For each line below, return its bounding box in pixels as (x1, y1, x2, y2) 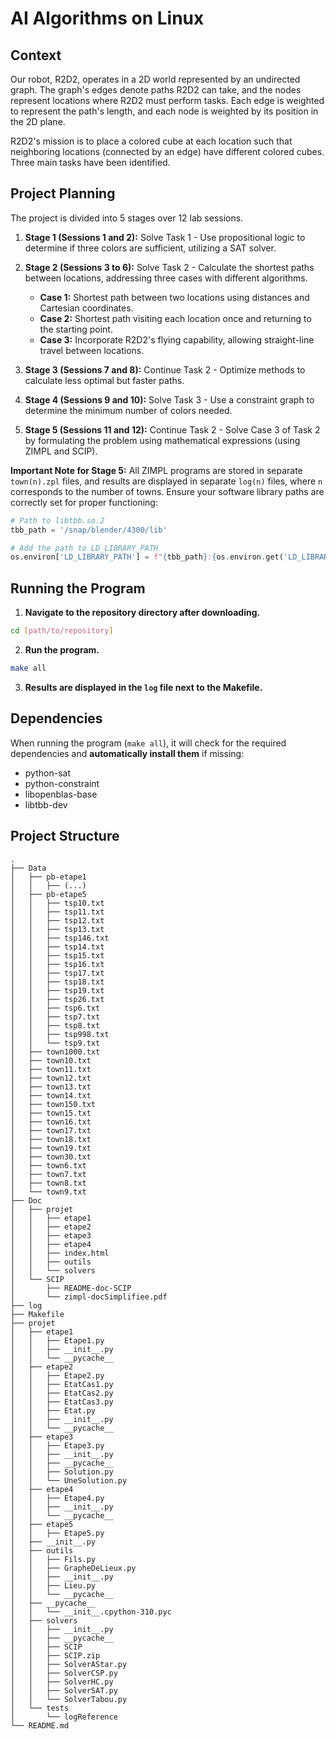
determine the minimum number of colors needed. (24, 404, 233, 416)
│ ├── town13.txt (10, 1082, 92, 1092)
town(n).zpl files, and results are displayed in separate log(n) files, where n (10, 475, 323, 487)
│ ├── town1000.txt (10, 1047, 101, 1057)
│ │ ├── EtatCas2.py (10, 1388, 114, 1398)
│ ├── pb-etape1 (10, 872, 87, 882)
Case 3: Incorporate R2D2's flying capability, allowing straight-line (39, 333, 315, 346)
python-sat (24, 767, 71, 779)
